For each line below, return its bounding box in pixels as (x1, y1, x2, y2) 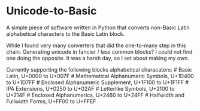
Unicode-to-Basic (6, 4, 97, 18)
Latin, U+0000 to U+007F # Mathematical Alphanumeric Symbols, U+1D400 (6, 72, 195, 79)
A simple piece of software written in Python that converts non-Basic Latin (6, 24, 190, 31)
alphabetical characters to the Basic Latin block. (6, 30, 125, 37)
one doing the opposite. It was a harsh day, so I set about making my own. (6, 54, 190, 61)
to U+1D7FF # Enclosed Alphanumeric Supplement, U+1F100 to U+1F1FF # (6, 79, 189, 86)
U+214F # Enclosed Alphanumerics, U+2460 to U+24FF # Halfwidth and (6, 91, 184, 98)
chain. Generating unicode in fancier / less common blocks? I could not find (6, 48, 193, 55)
